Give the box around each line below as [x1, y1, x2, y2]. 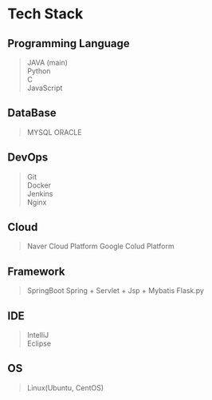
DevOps [7, 151, 49, 164]
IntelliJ [26, 331, 49, 340]
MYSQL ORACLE [26, 127, 82, 137]
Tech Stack [7, 5, 84, 23]
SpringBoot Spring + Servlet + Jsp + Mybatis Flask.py [26, 286, 205, 295]
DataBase [7, 106, 57, 120]
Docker [26, 180, 52, 190]
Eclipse [26, 339, 52, 348]
